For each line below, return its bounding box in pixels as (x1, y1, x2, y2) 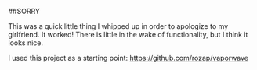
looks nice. (8, 38, 44, 47)
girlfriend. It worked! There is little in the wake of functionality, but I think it (8, 30, 248, 39)
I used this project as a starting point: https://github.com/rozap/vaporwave (8, 54, 249, 62)
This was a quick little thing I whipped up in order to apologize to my (8, 22, 229, 30)
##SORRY (8, 7, 41, 16)
